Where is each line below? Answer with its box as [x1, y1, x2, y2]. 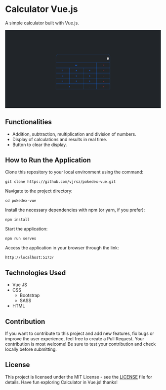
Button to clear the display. [12, 142, 67, 148]
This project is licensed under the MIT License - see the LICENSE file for [5, 374, 152, 380]
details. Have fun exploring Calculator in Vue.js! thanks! [5, 379, 118, 385]
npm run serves [5, 236, 37, 241]
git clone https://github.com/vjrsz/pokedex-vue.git [5, 179, 116, 184]
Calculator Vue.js [5, 3, 78, 15]
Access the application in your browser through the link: [5, 245, 119, 251]
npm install [5, 217, 30, 222]
